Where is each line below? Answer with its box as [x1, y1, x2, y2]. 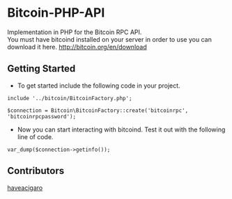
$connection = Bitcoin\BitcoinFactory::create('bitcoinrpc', [7, 106, 189, 114]
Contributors [7, 165, 65, 177]
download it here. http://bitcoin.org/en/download [7, 42, 148, 51]
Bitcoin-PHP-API [7, 5, 105, 21]
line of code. [17, 132, 54, 141]
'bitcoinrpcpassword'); [7, 113, 77, 120]
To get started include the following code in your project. [17, 81, 180, 90]
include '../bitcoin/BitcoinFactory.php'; [7, 95, 132, 102]
